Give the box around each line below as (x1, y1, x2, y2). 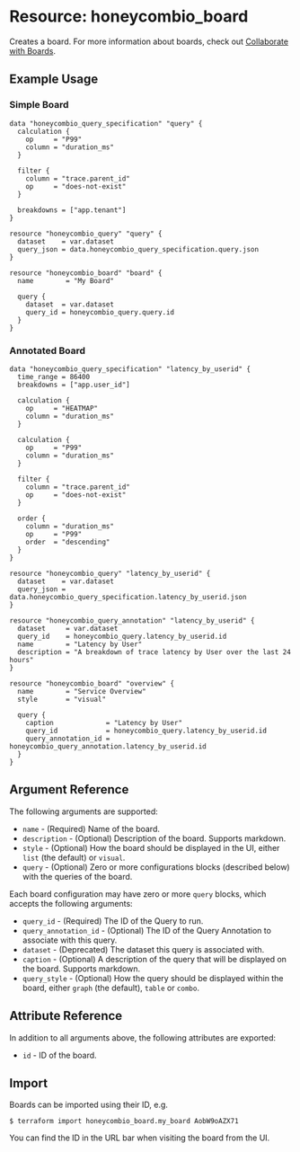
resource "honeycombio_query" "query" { (9, 229, 163, 238)
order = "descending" (25, 537, 110, 546)
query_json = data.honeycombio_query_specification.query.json (17, 244, 259, 253)
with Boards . (9, 45, 57, 56)
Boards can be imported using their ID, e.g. (9, 1099, 169, 1111)
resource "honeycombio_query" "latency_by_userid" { (9, 569, 211, 578)
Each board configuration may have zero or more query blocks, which (9, 888, 267, 899)
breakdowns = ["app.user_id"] (17, 380, 130, 389)
